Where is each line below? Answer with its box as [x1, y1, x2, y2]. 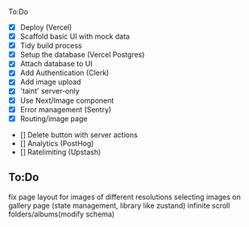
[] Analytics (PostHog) [19, 138, 94, 148]
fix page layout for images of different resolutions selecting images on [8, 191, 241, 201]
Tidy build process [19, 40, 82, 51]
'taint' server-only [19, 86, 80, 96]
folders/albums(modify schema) [8, 209, 115, 219]
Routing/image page [19, 113, 88, 124]
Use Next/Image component [19, 95, 114, 105]
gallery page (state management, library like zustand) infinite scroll [8, 200, 230, 210]
